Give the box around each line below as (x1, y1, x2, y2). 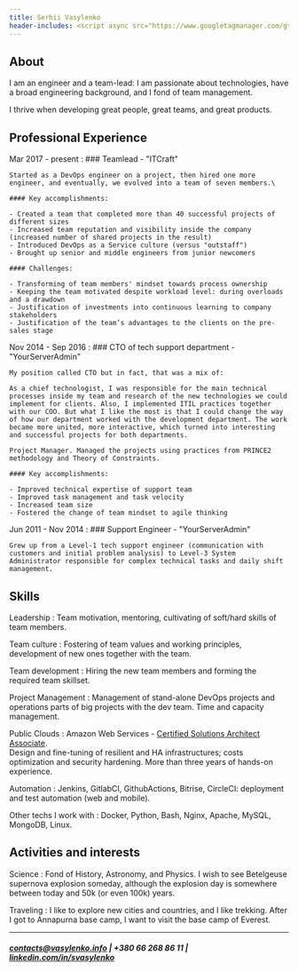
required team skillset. (9, 674, 90, 685)
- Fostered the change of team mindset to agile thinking (9, 508, 228, 518)
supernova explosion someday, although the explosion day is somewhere (9, 878, 278, 888)
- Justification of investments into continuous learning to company (9, 303, 272, 312)
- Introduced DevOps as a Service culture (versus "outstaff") (9, 241, 248, 250)
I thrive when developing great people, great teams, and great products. (9, 104, 272, 115)
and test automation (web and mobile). (9, 792, 151, 803)
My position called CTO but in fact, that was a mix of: (9, 369, 224, 378)
